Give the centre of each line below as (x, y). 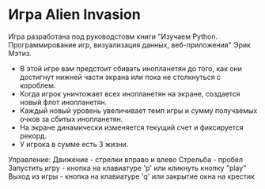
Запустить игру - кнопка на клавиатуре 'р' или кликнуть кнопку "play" (127, 168)
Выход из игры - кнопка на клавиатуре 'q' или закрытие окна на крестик (132, 176)
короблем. (38, 85)
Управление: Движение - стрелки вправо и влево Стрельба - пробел (126, 159)
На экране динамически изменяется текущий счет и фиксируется (131, 127)
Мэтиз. (20, 53)
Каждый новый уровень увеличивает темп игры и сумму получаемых (138, 110)
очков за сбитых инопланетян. (71, 119)
